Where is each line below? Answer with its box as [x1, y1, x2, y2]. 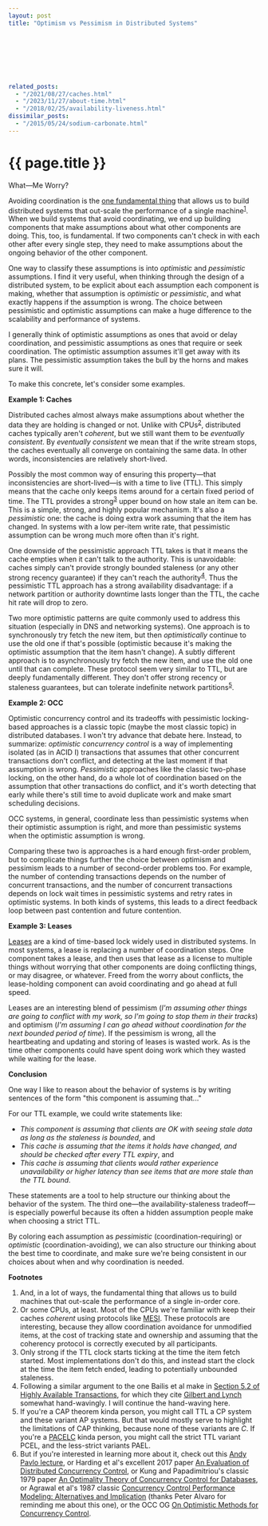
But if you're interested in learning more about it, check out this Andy [19, 1449, 247, 1458]
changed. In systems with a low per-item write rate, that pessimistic [8, 521, 231, 531]
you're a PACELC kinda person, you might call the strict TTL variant [19, 1432, 241, 1441]
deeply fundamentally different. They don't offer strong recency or [8, 672, 227, 683]
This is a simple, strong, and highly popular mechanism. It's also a [8, 505, 225, 514]
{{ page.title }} [8, 153, 107, 172]
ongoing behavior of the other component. [8, 248, 148, 258]
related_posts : [8, 82, 59, 90]
